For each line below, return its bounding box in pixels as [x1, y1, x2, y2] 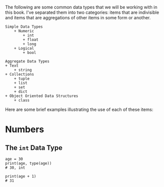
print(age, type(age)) [5, 161, 52, 166]
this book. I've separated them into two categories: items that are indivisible [5, 9, 160, 15]
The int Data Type [5, 143, 63, 152]
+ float [23, 37, 39, 42]
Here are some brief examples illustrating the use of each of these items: [5, 106, 154, 112]
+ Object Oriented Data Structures [5, 93, 79, 98]
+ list [14, 81, 28, 86]
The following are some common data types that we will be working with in [5, 4, 158, 10]
